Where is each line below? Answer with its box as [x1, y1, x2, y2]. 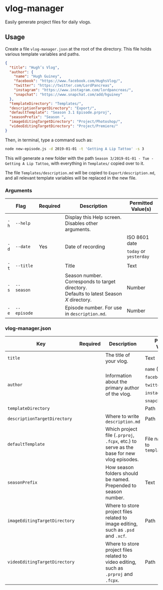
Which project [105, 426, 137, 433]
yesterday [127, 253, 149, 259]
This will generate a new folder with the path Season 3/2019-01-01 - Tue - [5, 155, 154, 161]
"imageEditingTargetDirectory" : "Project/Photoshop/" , [9, 119, 123, 124]
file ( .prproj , [105, 432, 135, 438]
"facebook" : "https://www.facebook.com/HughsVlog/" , [14, 79, 123, 84]
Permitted [129, 200, 153, 206]
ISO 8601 [127, 234, 149, 240]
